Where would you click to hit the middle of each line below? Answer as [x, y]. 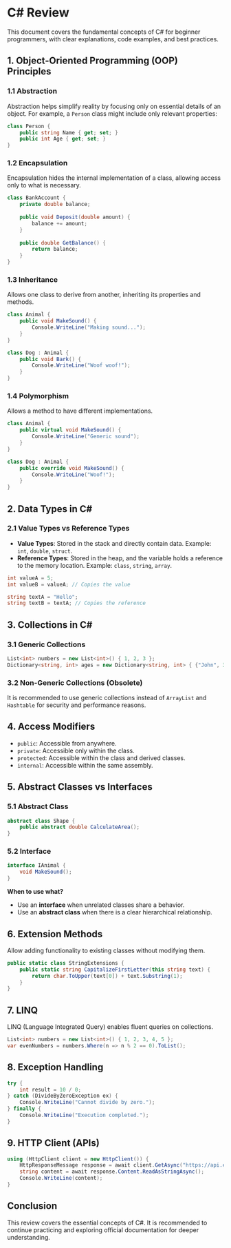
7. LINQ [23, 1010]
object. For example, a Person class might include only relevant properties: [112, 113]
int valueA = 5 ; [30, 578]
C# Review [38, 13]
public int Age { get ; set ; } [63, 139]
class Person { [29, 126]
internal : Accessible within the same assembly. [85, 765]
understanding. [29, 1237]
